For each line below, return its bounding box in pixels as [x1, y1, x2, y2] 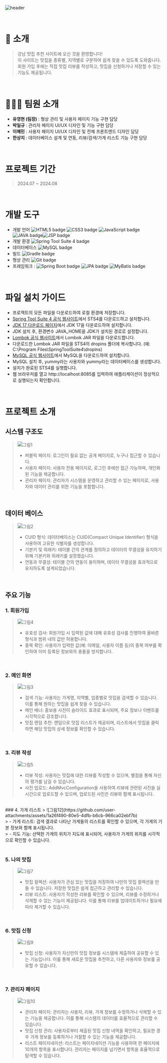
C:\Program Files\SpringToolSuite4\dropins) [12, 346, 103, 352]
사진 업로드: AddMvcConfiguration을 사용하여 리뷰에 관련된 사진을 [24, 785, 156, 791]
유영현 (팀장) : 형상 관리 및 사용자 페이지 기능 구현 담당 [12, 116, 118, 122]
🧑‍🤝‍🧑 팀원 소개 [5, 99, 59, 110]
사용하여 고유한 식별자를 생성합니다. [24, 540, 95, 546]
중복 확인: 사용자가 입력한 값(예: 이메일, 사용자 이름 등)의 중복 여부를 [24, 642, 157, 648]
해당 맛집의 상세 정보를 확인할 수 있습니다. [34, 726, 116, 732]
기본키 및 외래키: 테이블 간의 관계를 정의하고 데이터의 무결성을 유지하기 [24, 546, 162, 552]
